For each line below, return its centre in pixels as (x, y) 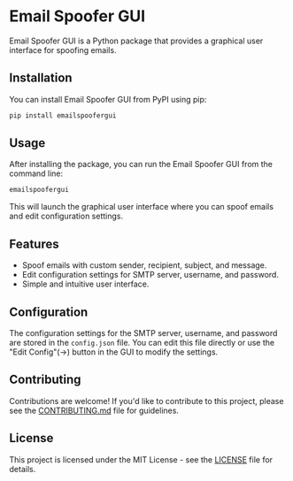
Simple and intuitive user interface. (85, 284)
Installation (41, 78)
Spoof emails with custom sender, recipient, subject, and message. (144, 265)
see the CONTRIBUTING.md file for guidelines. (94, 410)
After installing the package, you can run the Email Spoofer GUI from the (141, 164)
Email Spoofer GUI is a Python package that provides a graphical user (136, 41)
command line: (36, 173)
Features (34, 244)
